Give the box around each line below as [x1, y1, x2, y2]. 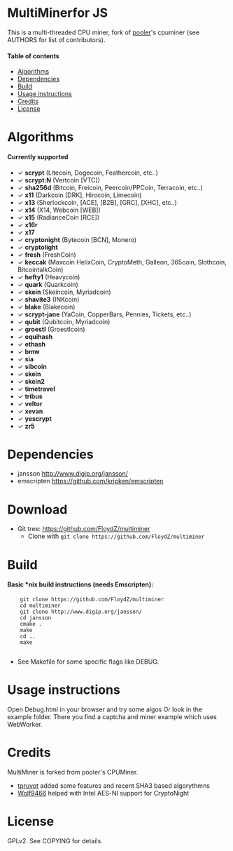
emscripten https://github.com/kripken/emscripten [17, 477, 164, 485]
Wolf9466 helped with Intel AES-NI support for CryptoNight [17, 789, 190, 797]
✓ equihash [17, 332, 53, 341]
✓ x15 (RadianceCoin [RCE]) [17, 213, 100, 222]
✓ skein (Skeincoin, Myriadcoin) [17, 288, 111, 296]
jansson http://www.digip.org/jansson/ [17, 469, 128, 478]
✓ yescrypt [17, 414, 52, 422]
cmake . [20, 620, 42, 627]
